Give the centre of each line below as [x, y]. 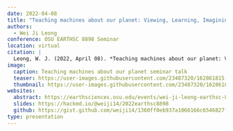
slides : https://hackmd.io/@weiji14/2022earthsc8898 [91, 104]
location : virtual [34, 46]
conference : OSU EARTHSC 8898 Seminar [63, 40]
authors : [20, 26]
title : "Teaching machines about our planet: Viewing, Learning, [103, 20]
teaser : [25, 78]
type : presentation [35, 116]
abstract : [27, 98]
